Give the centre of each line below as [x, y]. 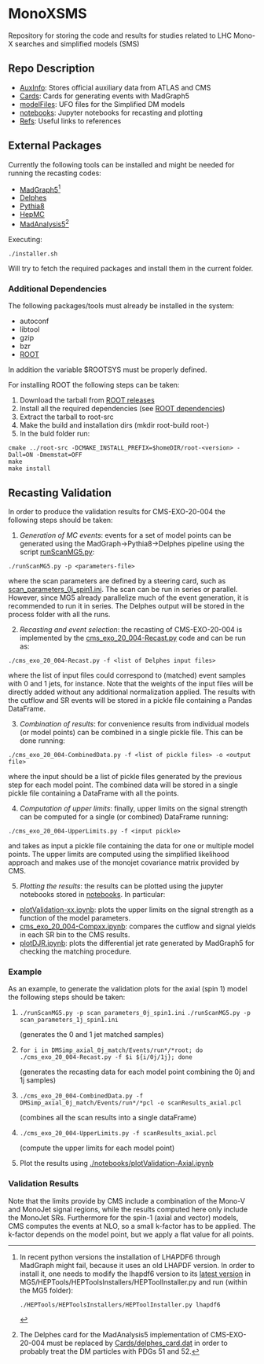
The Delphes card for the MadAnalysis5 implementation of [114, 1334]
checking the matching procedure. [75, 951]
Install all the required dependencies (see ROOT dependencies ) [122, 409]
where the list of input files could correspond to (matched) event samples [127, 675]
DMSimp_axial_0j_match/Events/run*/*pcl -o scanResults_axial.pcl [130, 1103]
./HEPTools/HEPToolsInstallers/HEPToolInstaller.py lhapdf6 [120, 1305]
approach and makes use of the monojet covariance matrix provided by [124, 862]
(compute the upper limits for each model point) [97, 1148]
